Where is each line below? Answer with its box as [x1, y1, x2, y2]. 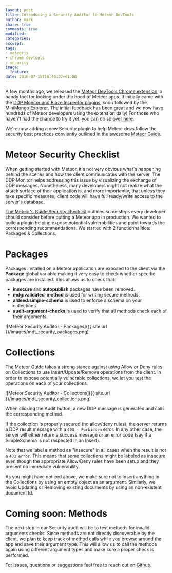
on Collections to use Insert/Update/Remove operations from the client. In [5, 369, 162, 375]
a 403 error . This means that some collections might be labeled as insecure [5, 452, 166, 459]
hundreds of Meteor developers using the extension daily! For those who [5, 110, 159, 116]
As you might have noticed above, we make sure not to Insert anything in [5, 473, 160, 480]
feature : [10, 70, 29, 75]
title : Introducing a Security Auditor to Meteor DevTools [5, 12, 135, 17]
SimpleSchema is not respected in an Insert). [5, 437, 101, 443]
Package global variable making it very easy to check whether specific [5, 270, 156, 277]
